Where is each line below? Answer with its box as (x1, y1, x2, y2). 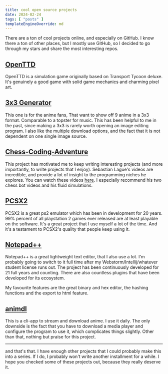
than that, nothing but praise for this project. (5, 334, 96, 340)
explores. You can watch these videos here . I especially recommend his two (5, 177, 161, 183)
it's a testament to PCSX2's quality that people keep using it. (5, 226, 130, 232)
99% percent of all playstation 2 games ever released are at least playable (5, 215, 158, 221)
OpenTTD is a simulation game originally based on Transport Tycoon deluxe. (5, 74, 163, 80)
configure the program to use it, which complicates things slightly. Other (5, 328, 154, 334)
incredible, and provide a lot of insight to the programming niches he (5, 171, 146, 178)
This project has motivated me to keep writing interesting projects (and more (5, 161, 163, 167)
